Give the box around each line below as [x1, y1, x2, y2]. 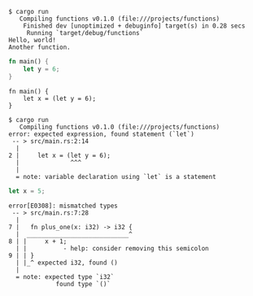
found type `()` [55, 280, 111, 288]
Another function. [8, 43, 71, 51]
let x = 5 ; [8, 187, 46, 195]
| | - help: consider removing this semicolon [15, 244, 209, 252]
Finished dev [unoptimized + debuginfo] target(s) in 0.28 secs [23, 22, 246, 30]
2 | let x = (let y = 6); [8, 151, 111, 159]
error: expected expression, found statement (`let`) [8, 130, 195, 138]
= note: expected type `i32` [15, 272, 115, 281]
